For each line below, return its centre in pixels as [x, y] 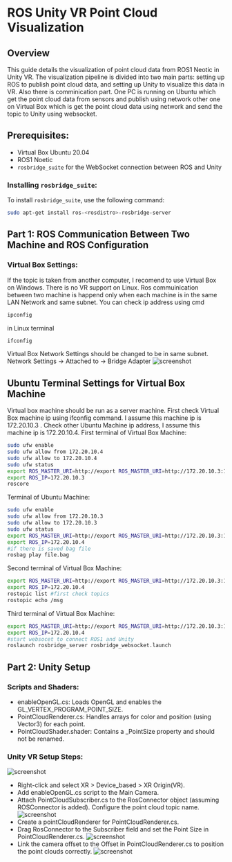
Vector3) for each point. [51, 724]
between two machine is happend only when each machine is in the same [112, 294]
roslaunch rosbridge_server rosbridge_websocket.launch [89, 646]
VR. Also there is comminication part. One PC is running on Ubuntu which [112, 92]
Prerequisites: [38, 135]
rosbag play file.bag [38, 555]
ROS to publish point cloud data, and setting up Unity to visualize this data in [116, 84]
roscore [18, 484]
